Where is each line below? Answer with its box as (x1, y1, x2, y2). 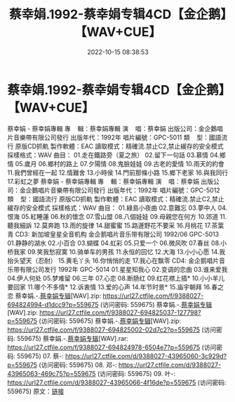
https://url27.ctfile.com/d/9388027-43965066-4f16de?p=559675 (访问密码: (7, 378, 227, 387)
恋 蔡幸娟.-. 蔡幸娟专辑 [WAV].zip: (7, 291, 102, 300)
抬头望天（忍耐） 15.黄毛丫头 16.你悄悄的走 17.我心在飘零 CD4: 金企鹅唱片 (7, 256, 220, 265)
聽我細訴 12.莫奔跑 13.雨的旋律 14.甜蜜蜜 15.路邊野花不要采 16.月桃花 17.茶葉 (7, 221, 224, 230)
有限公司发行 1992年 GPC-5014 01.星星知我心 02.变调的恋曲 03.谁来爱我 (19, 265, 228, 273)
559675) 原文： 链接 (7, 387, 65, 395)
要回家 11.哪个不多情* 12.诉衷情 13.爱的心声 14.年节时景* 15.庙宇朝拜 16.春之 (7, 282, 224, 291)
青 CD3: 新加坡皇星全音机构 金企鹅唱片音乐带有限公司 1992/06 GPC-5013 (7, 230, 220, 238)
